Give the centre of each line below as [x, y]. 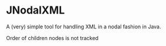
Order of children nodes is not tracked [52, 38]
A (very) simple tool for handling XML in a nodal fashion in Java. [84, 27]
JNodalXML [35, 10]
